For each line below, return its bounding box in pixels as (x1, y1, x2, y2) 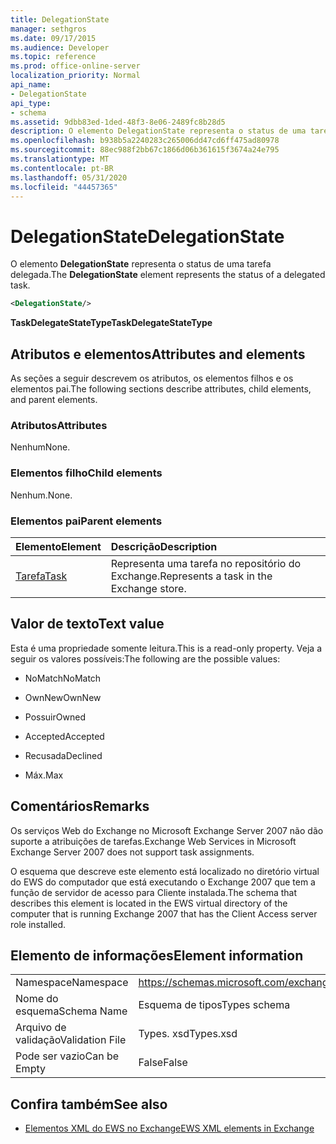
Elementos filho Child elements (10, 466, 163, 480)
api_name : (10, 80, 52, 90)
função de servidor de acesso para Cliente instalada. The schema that (10, 886, 298, 898)
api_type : (10, 98, 52, 108)
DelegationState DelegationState (10, 225, 285, 248)
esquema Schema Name (15, 1004, 128, 1018)
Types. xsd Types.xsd (138, 1027, 238, 1041)
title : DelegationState (10, 14, 110, 25)
